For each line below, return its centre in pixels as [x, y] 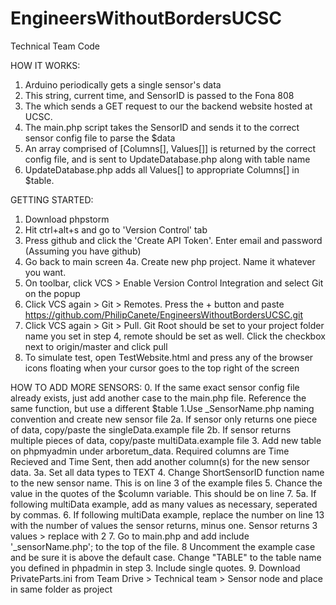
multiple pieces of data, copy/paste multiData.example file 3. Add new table [166, 440]
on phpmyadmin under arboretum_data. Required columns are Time [150, 451]
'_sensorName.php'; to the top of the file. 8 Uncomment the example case [163, 546]
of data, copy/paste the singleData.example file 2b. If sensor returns [151, 429]
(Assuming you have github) [83, 251]
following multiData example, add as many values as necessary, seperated [164, 504]
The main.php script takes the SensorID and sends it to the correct [162, 127]
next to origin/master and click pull [96, 346]
